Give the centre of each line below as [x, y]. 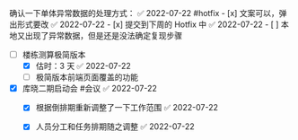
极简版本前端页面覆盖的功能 [87, 77]
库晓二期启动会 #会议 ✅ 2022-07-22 [89, 89]
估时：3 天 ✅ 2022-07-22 [83, 66]
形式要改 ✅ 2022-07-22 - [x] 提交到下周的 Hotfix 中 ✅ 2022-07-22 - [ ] [148, 24]
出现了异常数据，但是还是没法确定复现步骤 [103, 35]
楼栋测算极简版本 [54, 55]
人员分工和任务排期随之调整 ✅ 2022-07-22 [115, 127]
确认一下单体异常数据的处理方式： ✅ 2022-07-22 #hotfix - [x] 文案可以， [145, 13]
